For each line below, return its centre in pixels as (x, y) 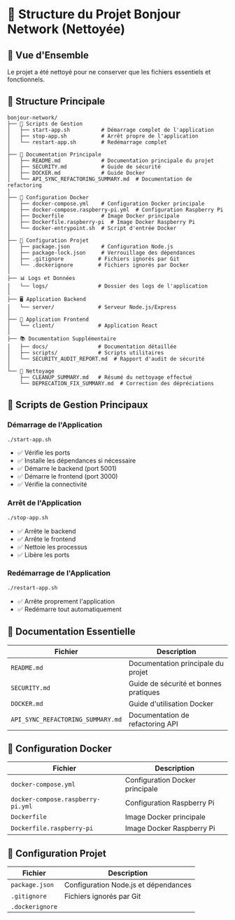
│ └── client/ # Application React (83, 326)
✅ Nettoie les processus (52, 547)
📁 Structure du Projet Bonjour (94, 14)
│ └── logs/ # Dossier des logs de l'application (108, 286)
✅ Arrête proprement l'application (66, 601)
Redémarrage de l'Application (59, 573)
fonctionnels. (26, 79)
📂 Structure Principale (56, 101)
